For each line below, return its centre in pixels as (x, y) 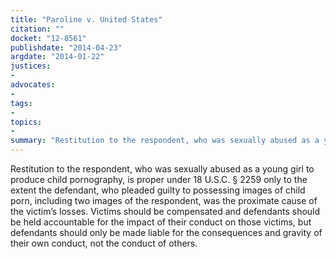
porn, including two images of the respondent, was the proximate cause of (164, 200)
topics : (26, 122)
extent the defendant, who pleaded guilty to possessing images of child (158, 190)
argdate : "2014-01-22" (57, 57)
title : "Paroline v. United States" (86, 19)
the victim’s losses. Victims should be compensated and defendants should (165, 211)
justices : (31, 66)
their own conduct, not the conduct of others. (104, 243)
